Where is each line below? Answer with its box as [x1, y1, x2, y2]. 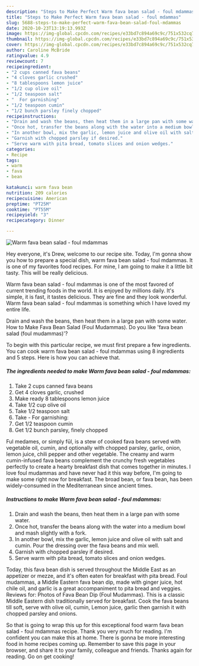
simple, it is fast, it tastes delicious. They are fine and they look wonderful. [6, 294, 188, 300]
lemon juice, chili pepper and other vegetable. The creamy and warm [6, 451, 175, 458]
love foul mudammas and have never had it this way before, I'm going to [6, 469, 182, 477]
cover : [6, 42, 23, 48]
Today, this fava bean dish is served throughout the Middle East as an [6, 566, 176, 573]
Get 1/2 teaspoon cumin [14, 420, 73, 427]
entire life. [6, 306, 31, 313]
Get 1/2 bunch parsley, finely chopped [14, 426, 108, 433]
